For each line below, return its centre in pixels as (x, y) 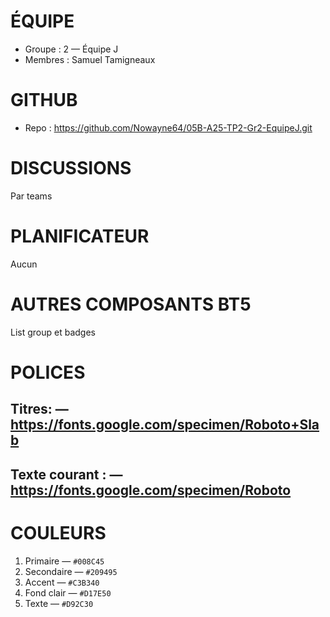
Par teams (31, 196)
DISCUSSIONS (71, 168)
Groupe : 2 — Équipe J (71, 49)
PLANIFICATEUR (80, 236)
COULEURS (58, 532)
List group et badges (53, 332)
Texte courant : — (66, 474)
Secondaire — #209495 (71, 571)
